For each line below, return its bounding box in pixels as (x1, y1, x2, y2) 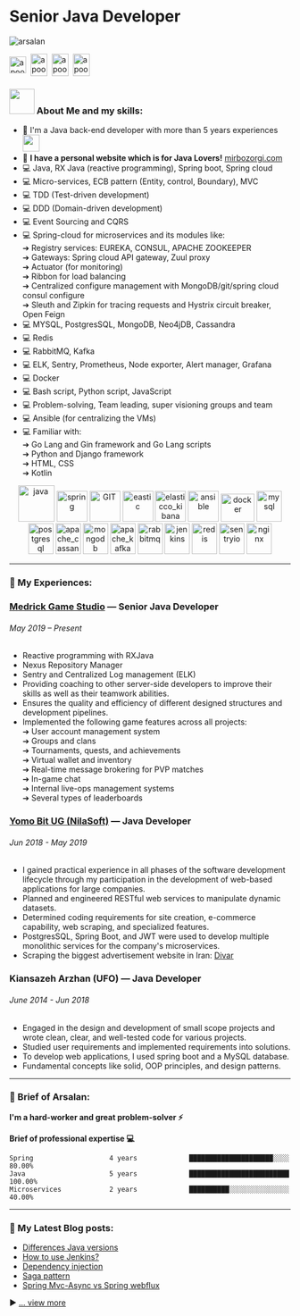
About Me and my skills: (36, 105, 144, 117)
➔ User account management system (21, 726, 161, 737)
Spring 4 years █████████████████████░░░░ (9, 1153, 290, 1162)
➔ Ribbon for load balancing (21, 271, 127, 282)
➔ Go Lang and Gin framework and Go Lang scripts (21, 440, 212, 450)
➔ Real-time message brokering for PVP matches (21, 764, 204, 775)
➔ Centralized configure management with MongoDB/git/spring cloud (21, 281, 279, 291)
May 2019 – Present (9, 623, 82, 633)
